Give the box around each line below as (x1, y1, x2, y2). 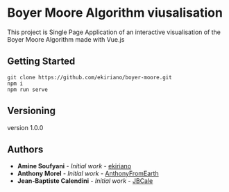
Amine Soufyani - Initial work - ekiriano (17, 162, 132, 170)
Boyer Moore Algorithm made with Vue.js (7, 35, 125, 43)
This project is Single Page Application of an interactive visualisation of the (7, 28, 221, 36)
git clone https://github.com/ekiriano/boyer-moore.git (7, 74, 172, 81)
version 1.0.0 (7, 123, 44, 131)
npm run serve (7, 86, 49, 93)
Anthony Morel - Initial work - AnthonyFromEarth (17, 169, 159, 178)
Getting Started (7, 56, 76, 67)
